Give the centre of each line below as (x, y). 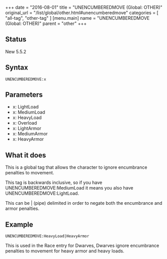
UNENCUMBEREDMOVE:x (26, 79)
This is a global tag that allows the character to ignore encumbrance (76, 167)
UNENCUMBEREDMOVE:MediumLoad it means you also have (69, 188)
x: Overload (25, 123)
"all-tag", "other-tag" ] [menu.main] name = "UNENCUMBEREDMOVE (77, 18)
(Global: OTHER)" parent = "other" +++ (46, 23)
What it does (26, 155)
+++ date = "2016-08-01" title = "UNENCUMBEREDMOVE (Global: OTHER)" (84, 7)
